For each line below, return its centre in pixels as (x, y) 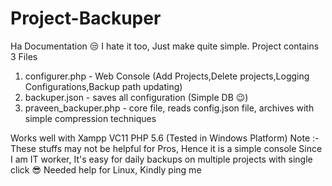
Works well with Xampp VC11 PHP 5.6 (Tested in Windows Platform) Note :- (165, 138)
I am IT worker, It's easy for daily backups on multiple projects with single (161, 159)
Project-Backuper (86, 18)
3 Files (24, 56)
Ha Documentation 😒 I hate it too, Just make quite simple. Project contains (165, 46)
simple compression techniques (90, 118)
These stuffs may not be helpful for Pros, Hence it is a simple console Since (166, 148)
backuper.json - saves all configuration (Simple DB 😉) (136, 97)
